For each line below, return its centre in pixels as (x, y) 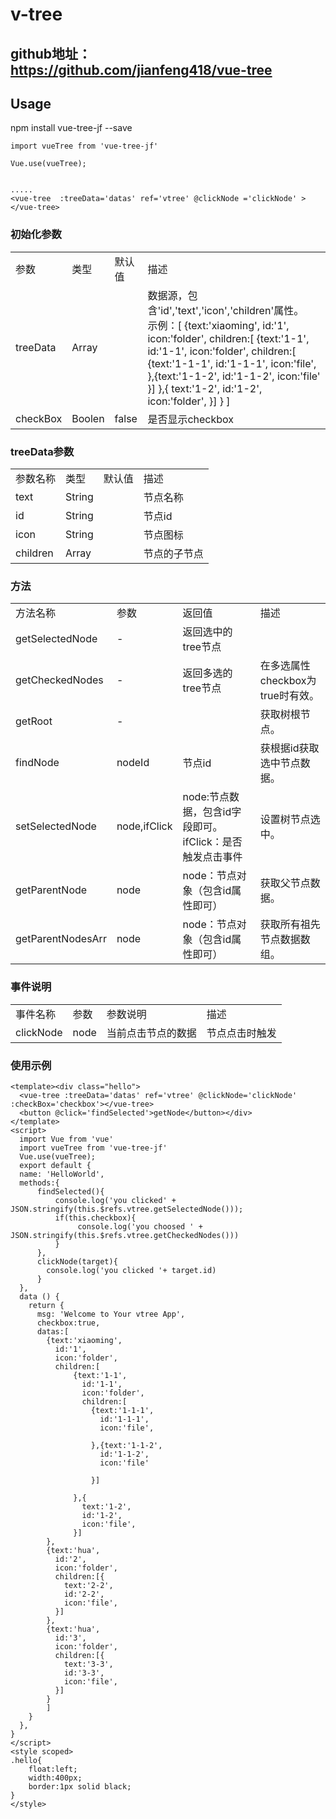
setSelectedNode (56, 826)
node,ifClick (144, 826)
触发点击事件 (212, 857)
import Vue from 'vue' (66, 1139)
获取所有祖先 (290, 925)
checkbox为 (288, 681)
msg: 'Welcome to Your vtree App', (111, 1314)
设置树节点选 (290, 820)
